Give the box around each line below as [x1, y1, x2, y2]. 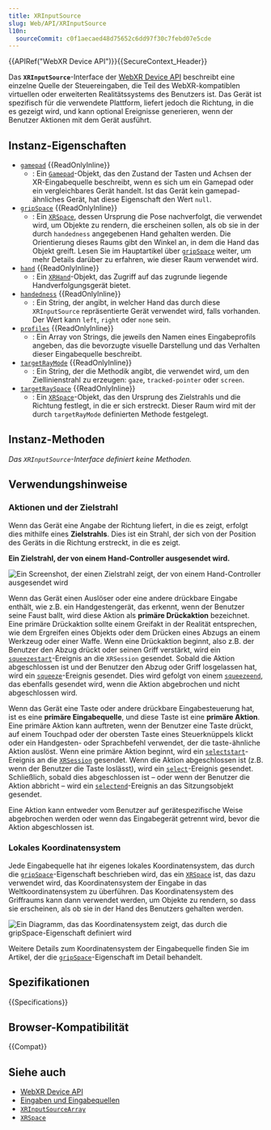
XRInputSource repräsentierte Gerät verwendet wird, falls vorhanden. [32, 307, 261, 316]
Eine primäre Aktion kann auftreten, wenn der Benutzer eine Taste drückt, [8, 721, 253, 730]
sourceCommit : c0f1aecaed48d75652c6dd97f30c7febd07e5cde [15, 34, 212, 43]
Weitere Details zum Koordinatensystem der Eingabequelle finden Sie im [8, 943, 249, 953]
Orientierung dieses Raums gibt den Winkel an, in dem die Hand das [32, 238, 260, 248]
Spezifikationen [8, 976, 91, 989]
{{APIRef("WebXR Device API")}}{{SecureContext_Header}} [8, 57, 208, 66]
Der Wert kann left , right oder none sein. [32, 315, 171, 324]
